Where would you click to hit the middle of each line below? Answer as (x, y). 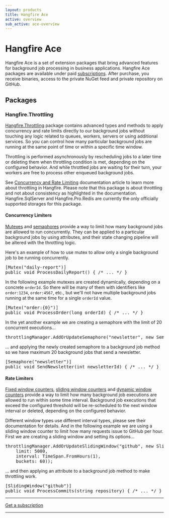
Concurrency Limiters (28, 215)
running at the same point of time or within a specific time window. (74, 147)
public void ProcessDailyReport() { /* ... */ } (66, 272)
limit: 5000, (32, 451)
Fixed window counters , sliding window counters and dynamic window (78, 390)
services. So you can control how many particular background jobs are (78, 141)
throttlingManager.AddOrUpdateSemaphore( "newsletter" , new (80, 337)
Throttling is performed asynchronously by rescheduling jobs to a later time (83, 156)
